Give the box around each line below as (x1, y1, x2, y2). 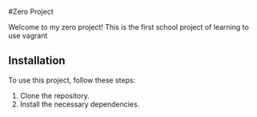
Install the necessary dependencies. (19, 99, 140, 109)
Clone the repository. (19, 91, 90, 100)
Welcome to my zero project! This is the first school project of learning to (8, 22, 250, 31)
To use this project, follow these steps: (8, 75, 136, 85)
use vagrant (8, 31, 48, 40)
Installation (8, 54, 66, 67)
